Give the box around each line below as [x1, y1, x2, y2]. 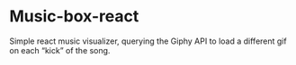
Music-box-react [9, 6, 139, 27]
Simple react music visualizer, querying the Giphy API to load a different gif [9, 36, 287, 46]
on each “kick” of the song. [9, 45, 111, 55]
